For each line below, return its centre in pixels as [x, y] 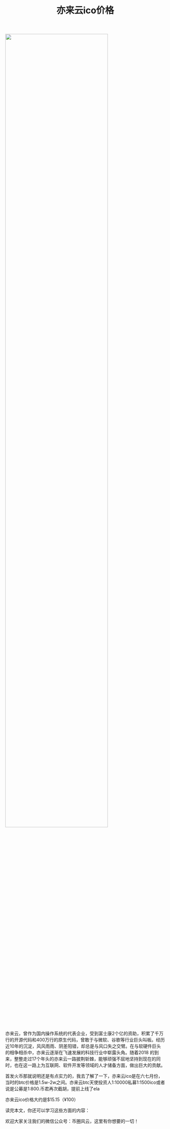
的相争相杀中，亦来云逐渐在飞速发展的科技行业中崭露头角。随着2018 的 [80, 1053]
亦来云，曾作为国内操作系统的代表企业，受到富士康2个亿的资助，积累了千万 [84, 1033]
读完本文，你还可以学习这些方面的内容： [47, 1110]
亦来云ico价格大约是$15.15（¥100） [42, 1100]
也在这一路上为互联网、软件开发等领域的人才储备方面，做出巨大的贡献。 [90, 1065]
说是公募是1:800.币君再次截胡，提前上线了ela [53, 1089]
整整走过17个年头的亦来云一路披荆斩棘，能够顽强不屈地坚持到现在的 [85, 1059]
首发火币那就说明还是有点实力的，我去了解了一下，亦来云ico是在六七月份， [84, 1076]
